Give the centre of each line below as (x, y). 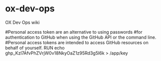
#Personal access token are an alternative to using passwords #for (74, 32)
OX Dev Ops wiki (22, 22)
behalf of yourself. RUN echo (35, 48)
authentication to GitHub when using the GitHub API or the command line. (81, 37)
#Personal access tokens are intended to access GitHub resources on (77, 42)
